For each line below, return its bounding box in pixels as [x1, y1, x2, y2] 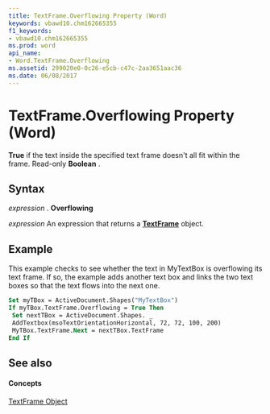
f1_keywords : [8, 27, 52, 35]
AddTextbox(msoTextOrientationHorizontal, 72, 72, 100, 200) [11, 319, 222, 327]
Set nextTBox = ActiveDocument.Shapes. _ [11, 311, 153, 319]
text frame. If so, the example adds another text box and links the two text [8, 272, 254, 282]
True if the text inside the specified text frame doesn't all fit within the [8, 150, 240, 159]
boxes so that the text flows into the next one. [8, 281, 160, 291]
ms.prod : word [8, 42, 56, 50]
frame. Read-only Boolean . [8, 159, 101, 168]
